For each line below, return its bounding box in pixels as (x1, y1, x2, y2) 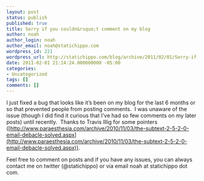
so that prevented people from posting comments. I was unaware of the (6, 106, 187, 112)
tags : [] (6, 77, 29, 83)
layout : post (6, 9, 39, 15)
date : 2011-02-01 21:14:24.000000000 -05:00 (6, 60, 121, 66)
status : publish (6, 15, 47, 21)
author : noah (6, 32, 39, 38)
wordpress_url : (6, 54, 45, 60)
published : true (6, 20, 47, 26)
